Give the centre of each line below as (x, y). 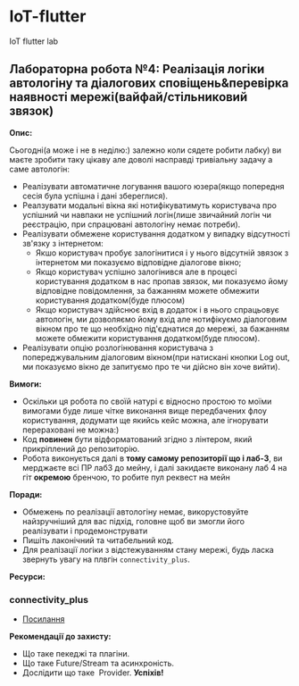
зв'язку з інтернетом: (63, 243)
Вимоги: (25, 384)
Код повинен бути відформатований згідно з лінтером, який (137, 439)
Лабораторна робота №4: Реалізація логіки (137, 69)
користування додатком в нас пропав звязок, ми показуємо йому (162, 281)
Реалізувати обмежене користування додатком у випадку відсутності (156, 233)
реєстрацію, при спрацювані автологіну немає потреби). (131, 224)
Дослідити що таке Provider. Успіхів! (93, 673)
